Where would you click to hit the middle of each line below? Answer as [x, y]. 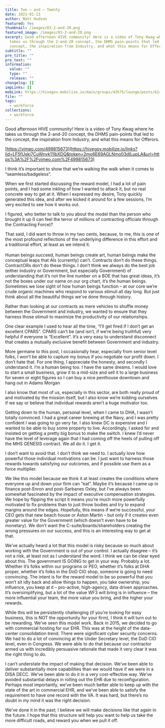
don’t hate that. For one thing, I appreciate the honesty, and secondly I [76, 362]
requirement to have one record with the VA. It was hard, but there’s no [77, 695]
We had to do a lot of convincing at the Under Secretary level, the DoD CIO [81, 638]
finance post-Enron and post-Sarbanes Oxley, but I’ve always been [73, 489]
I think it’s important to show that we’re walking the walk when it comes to [80, 169]
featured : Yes [20, 23]
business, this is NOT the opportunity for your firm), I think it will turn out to [81, 617]
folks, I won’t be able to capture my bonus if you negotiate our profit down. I [82, 357]
